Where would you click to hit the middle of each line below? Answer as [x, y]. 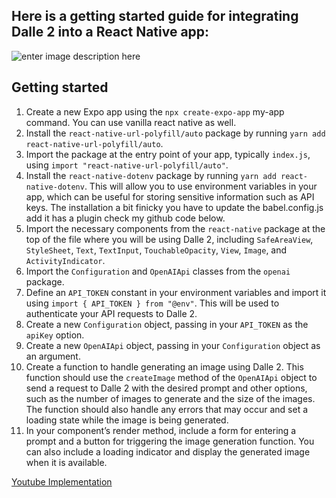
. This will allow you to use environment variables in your [201, 186]
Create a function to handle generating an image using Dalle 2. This [164, 366]
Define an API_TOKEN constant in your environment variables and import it [176, 292]
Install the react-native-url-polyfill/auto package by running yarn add [175, 133]
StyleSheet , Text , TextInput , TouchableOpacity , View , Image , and [156, 250]
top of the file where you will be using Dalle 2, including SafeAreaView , [169, 239]
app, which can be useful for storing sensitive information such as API [170, 196]
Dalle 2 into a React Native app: [110, 32]
